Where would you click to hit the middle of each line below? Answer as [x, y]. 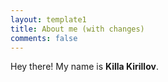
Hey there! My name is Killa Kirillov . [84, 67]
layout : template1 [48, 19]
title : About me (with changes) [77, 29]
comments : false [44, 38]
